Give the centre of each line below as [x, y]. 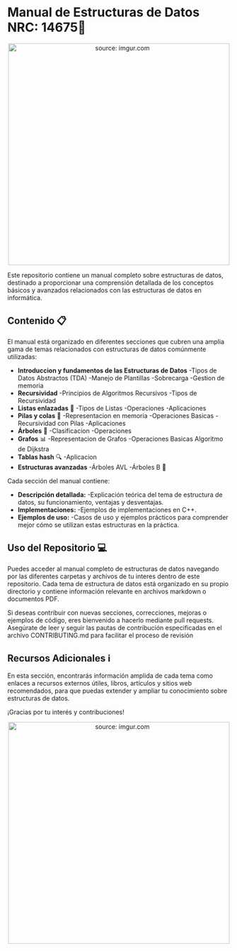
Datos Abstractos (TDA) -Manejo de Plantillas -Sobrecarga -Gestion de [121, 378]
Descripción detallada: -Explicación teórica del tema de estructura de [120, 495]
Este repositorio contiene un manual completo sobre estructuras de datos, [116, 275]
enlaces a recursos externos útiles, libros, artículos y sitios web [100, 683]
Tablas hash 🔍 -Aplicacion [57, 457]
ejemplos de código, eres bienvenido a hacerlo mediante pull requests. [111, 620]
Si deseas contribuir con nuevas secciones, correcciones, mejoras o [107, 612]
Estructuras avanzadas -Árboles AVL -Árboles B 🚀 [92, 467]
